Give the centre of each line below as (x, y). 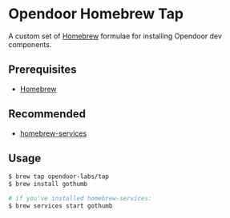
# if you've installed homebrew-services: (80, 199)
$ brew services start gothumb (61, 206)
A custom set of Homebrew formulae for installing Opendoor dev (115, 36)
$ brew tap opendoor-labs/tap (59, 176)
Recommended (47, 114)
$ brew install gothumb (48, 184)
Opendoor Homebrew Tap (96, 14)
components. (30, 44)
